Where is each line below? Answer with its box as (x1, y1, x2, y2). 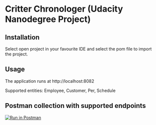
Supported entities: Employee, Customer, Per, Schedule (5, 88, 116, 93)
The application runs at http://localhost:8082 (5, 78, 94, 84)
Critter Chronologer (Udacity (5, 3, 124, 15)
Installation (5, 33, 40, 41)
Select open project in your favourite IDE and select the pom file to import (5, 46, 152, 52)
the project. (5, 51, 28, 57)
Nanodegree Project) (5, 14, 91, 25)
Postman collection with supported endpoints (5, 102, 146, 110)
